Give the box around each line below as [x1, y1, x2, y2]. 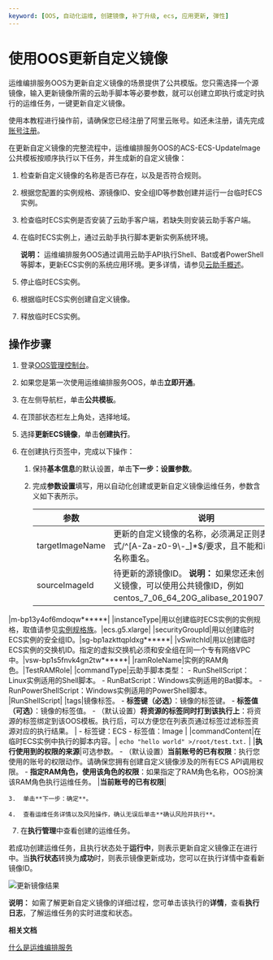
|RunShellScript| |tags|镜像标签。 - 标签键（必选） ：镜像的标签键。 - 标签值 [8, 696, 258, 706]
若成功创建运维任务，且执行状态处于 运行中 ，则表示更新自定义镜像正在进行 [8, 843, 258, 853]
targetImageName [36, 540, 106, 551]
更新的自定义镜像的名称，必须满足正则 [113, 529, 260, 540]
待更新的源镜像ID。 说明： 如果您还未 [113, 568, 257, 579]
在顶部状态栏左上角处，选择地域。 [19, 412, 135, 422]
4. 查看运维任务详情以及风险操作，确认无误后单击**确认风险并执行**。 [8, 811, 219, 819]
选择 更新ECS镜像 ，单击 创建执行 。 [19, 430, 135, 439]
